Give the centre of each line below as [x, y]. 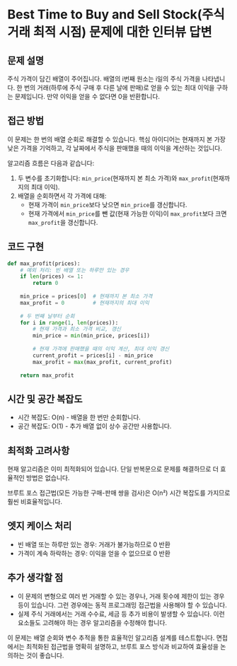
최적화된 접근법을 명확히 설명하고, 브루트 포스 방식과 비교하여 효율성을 [122, 646]
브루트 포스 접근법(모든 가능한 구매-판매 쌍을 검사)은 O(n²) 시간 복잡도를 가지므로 [119, 493]
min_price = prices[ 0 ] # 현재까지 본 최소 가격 [86, 296]
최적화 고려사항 [39, 451]
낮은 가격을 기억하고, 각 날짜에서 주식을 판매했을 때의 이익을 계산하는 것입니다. [115, 148]
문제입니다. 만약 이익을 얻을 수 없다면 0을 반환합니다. [87, 97]
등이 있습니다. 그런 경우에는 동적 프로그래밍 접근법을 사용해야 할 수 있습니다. [122, 604]
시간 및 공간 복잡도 [45, 399]
